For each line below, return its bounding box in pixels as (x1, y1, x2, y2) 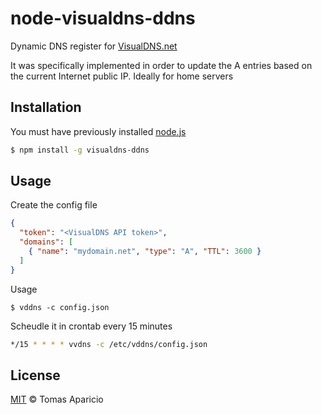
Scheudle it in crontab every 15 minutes (10, 320, 173, 332)
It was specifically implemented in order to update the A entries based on (10, 59, 313, 71)
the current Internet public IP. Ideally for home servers (10, 70, 234, 82)
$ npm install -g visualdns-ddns (10, 145, 150, 155)
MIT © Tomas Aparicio (10, 393, 104, 406)
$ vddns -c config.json (10, 302, 110, 312)
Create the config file (10, 199, 98, 211)
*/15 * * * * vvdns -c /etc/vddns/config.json (10, 339, 208, 349)
